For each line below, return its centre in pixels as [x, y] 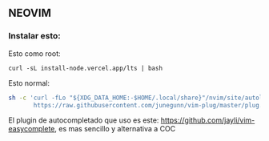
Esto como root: [35, 53]
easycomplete [32, 129]
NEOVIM [30, 13]
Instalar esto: [35, 36]
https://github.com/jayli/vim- [208, 120]
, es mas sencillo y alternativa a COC [115, 129]
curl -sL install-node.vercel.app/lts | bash [85, 68]
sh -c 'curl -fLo [37, 98]
